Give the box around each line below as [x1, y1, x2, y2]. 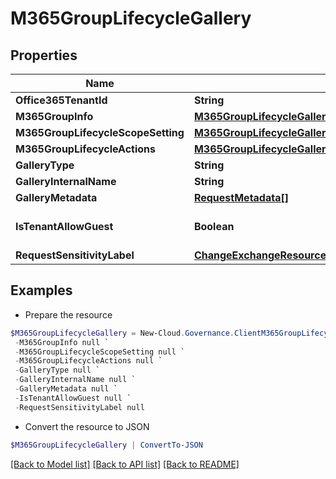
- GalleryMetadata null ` [14, 384, 118, 394]
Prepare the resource [24, 308, 113, 321]
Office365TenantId [15, 93, 108, 107]
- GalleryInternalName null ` [14, 375, 137, 385]
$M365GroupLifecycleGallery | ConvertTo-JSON [10, 440, 203, 450]
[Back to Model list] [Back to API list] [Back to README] [10, 458, 240, 470]
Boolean [193, 220, 235, 233]
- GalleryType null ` [14, 365, 101, 376]
